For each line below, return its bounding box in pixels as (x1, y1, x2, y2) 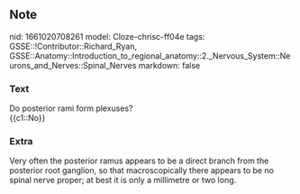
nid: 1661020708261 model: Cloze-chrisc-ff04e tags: (9, 31, 205, 42)
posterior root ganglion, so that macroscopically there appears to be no (9, 165, 275, 176)
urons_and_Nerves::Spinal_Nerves (9, 60, 137, 70)
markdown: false (138, 60, 201, 70)
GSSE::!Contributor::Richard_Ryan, (9, 41, 138, 51)
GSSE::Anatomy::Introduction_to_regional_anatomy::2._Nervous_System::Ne (9, 50, 291, 61)
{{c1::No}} (9, 113, 46, 124)
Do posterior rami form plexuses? (9, 103, 133, 114)
